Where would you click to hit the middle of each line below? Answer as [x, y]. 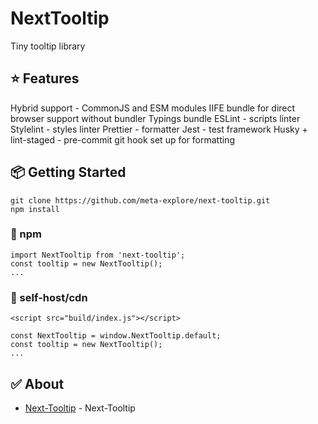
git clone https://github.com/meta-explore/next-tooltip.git [140, 200]
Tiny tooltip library [48, 46]
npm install [35, 209]
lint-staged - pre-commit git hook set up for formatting [122, 139]
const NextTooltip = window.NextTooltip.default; [116, 336]
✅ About [37, 383]
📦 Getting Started [68, 172]
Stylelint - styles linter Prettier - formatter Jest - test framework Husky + [159, 129]
